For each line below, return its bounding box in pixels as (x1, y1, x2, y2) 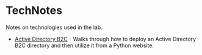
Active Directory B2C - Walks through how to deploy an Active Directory (14, 35, 197, 42)
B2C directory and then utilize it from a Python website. (14, 42, 154, 49)
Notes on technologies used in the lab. (5, 24, 103, 31)
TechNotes (5, 4, 62, 18)
